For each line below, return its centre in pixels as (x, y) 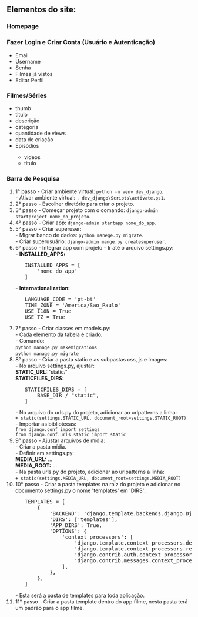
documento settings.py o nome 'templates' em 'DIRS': (80, 490)
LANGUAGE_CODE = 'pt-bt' (61, 299)
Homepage (23, 26)
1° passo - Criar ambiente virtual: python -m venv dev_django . (89, 191)
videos (32, 157)
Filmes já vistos (34, 74)
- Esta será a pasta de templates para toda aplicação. (80, 596)
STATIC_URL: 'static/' (41, 372)
